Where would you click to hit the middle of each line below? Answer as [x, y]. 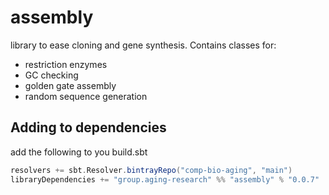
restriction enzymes [66, 64]
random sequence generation [86, 96]
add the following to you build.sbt [79, 152]
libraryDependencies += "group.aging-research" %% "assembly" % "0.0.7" [165, 179]
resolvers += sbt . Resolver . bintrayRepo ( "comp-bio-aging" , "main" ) [151, 170]
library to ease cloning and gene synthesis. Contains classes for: [143, 45]
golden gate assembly [70, 85]
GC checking [51, 75]
